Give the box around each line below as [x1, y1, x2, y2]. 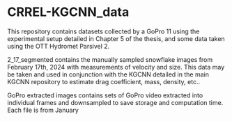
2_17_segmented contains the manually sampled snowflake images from [7, 55, 213, 63]
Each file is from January [7, 106, 79, 114]
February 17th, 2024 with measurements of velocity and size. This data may [7, 63, 225, 71]
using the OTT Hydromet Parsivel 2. [7, 42, 110, 50]
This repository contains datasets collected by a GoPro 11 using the [7, 27, 200, 35]
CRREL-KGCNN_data [7, 4, 130, 20]
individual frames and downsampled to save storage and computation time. [7, 98, 224, 106]
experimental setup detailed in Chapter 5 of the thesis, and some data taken [7, 34, 225, 42]
